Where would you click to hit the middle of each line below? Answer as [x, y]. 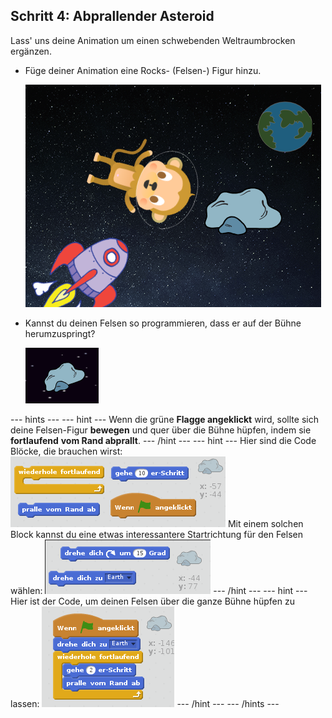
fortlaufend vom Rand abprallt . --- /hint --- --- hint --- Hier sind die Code [163, 440]
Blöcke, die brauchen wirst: [66, 451]
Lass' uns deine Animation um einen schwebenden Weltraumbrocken [153, 40]
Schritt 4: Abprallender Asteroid [112, 16]
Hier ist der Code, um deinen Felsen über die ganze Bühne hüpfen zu [152, 601]
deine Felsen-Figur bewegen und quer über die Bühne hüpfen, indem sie [161, 430]
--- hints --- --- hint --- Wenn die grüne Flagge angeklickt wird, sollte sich [164, 419]
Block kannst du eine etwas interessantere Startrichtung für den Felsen [156, 534]
